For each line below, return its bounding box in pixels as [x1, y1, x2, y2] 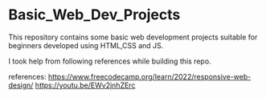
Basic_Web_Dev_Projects [8, 6, 181, 24]
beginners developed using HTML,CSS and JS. [8, 40, 164, 50]
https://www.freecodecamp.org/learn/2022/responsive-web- [47, 71, 252, 81]
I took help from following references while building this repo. [8, 56, 211, 66]
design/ [8, 80, 34, 90]
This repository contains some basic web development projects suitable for [8, 32, 258, 42]
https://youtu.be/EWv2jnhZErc [35, 80, 136, 90]
